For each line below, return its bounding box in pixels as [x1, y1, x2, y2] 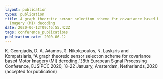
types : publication [5, 12, 45, 17]
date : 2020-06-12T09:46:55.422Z [5, 25, 70, 30]
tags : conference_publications [5, 30, 68, 35]
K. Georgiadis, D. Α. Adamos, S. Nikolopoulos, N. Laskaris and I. [5, 47, 132, 54]
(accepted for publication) [5, 68, 57, 74]
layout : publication [5, 7, 47, 12]
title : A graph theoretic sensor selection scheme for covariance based [5, 16, 155, 21]
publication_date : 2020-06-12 [5, 35, 66, 39]
